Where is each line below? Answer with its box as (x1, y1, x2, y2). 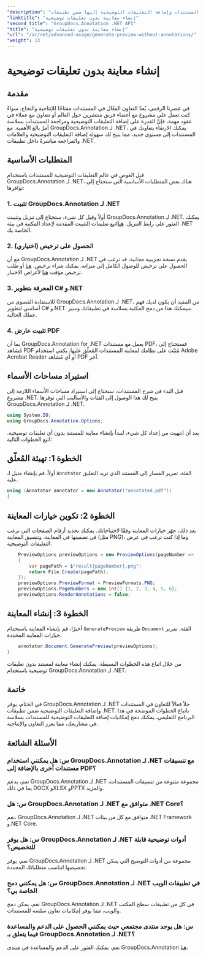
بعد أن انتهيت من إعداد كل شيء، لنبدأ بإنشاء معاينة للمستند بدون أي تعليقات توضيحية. (7, 429, 200, 436)
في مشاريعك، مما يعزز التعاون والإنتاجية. (7, 720, 98, 727)
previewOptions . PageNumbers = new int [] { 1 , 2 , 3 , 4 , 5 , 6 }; (18, 586, 178, 592)
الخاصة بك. (7, 226, 32, 234)
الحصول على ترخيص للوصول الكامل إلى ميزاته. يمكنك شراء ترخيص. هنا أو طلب (7, 262, 188, 270)
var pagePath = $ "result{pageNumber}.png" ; (29, 563, 142, 569)
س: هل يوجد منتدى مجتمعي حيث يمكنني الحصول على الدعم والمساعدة (7, 922, 194, 931)
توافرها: (7, 184, 25, 191)
